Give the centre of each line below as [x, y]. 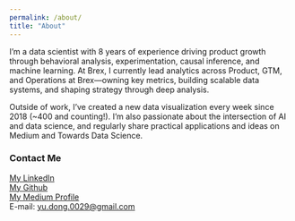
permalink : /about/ [46, 17]
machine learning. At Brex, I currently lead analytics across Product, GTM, [146, 70]
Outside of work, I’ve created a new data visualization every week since [142, 106]
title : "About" [38, 26]
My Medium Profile [44, 197]
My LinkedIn [32, 178]
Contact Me [35, 158]
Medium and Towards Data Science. [76, 135]
